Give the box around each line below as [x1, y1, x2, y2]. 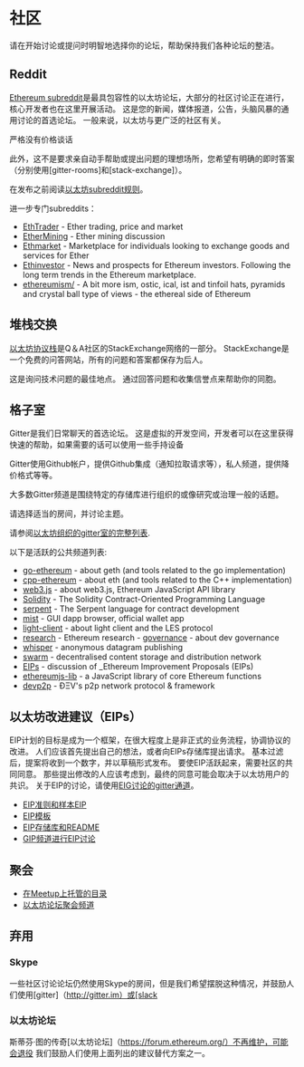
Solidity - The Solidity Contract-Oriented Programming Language [22, 594, 265, 605]
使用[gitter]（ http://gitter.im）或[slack [16, 989, 158, 1000]
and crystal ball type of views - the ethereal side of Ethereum [22, 288, 252, 299]
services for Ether [22, 250, 90, 261]
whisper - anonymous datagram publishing [22, 642, 184, 653]
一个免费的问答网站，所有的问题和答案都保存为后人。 [9, 354, 208, 365]
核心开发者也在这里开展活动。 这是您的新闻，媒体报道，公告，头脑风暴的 [9, 103, 281, 114]
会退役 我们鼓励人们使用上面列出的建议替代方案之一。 [9, 1047, 210, 1058]
